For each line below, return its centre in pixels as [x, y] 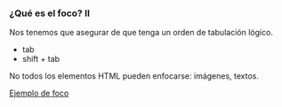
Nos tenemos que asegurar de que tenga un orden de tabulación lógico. [141, 33]
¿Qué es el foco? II [50, 13]
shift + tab [41, 59]
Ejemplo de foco [39, 93]
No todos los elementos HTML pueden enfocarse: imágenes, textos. [134, 76]
